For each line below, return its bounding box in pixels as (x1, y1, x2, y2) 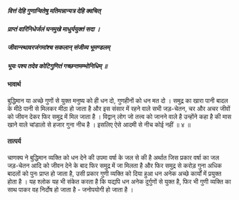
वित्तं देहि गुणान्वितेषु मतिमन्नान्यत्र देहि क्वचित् (7, 6, 101, 15)
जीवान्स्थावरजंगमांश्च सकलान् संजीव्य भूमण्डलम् (7, 43, 110, 52)
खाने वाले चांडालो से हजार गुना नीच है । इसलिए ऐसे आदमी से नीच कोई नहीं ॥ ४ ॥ (7, 120, 191, 129)
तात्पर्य (7, 137, 21, 146)
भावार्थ (7, 80, 21, 89)
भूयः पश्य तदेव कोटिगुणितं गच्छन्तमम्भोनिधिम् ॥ (7, 61, 108, 70)
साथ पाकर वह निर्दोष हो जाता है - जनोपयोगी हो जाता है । (7, 185, 134, 194)
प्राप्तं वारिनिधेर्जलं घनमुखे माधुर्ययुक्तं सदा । (7, 24, 100, 33)
